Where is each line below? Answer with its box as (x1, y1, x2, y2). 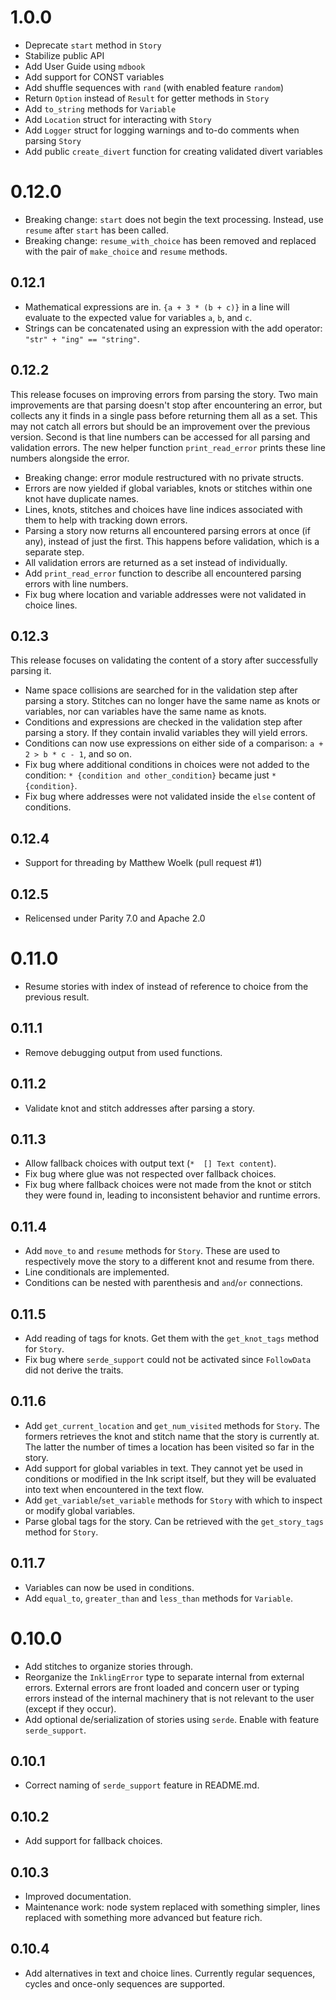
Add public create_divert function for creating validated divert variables (24, 145, 323, 157)
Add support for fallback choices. (24, 1835, 163, 1847)
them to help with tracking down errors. (24, 514, 188, 526)
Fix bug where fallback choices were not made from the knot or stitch (24, 1179, 312, 1191)
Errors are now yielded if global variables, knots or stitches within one (24, 482, 313, 494)
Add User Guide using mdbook (24, 60, 146, 72)
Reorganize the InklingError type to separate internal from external (24, 1671, 305, 1683)
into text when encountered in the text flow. (24, 1483, 205, 1495)
